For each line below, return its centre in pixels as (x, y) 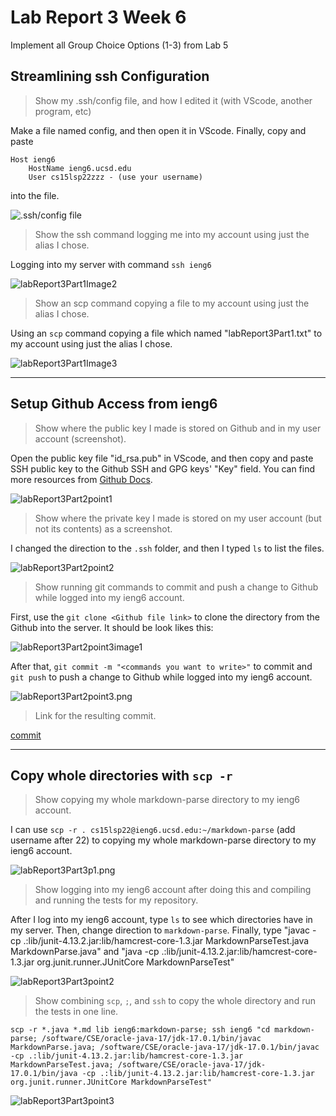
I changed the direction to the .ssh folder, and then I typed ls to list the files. (167, 548)
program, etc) (63, 111)
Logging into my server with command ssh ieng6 (111, 264)
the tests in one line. (76, 1012)
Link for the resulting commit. (95, 715)
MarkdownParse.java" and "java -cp (85, 952)
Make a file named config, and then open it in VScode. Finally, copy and (158, 130)
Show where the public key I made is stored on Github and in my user (178, 428)
